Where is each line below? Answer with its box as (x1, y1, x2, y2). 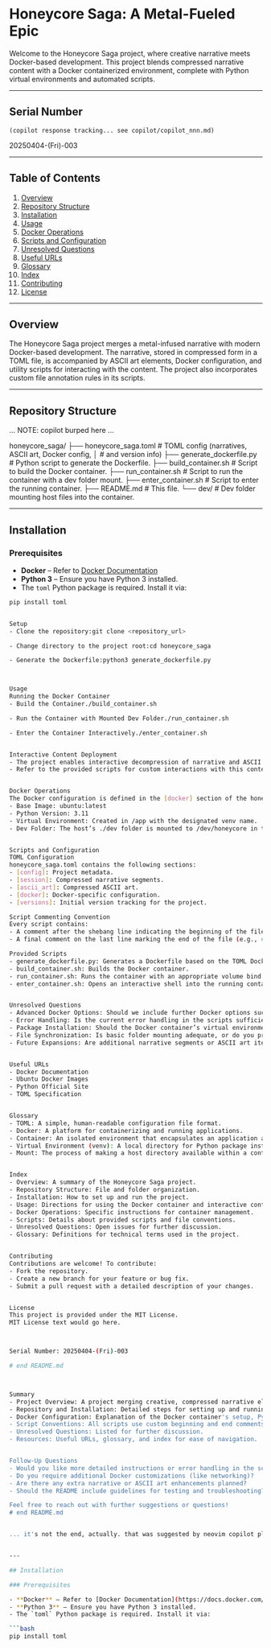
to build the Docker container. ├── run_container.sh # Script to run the (9, 467, 244, 476)
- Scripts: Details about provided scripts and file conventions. (9, 1216, 236, 1224)
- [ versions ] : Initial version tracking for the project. (9, 898, 207, 906)
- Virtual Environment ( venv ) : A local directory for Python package (9, 1142, 248, 1150)
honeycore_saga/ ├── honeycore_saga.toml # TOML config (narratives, (9, 441, 248, 451)
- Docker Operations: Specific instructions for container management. (9, 1208, 254, 1216)
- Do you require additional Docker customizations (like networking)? (9, 1472, 254, 1480)
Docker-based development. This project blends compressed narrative (9, 57, 244, 67)
